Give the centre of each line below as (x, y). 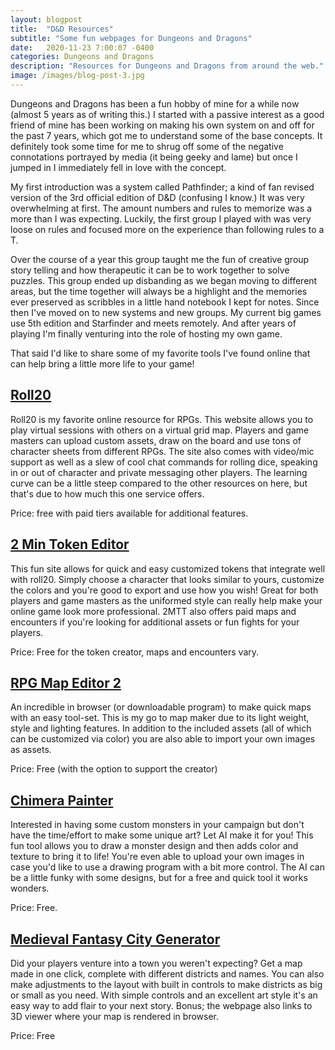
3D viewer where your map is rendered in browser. (114, 1016)
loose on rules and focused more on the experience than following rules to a (167, 229)
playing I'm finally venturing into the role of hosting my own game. (146, 333)
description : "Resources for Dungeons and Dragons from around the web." (167, 66)
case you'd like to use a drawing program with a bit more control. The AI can (167, 867)
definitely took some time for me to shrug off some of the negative (147, 146)
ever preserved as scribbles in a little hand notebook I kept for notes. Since (165, 302)
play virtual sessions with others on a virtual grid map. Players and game (160, 430)
